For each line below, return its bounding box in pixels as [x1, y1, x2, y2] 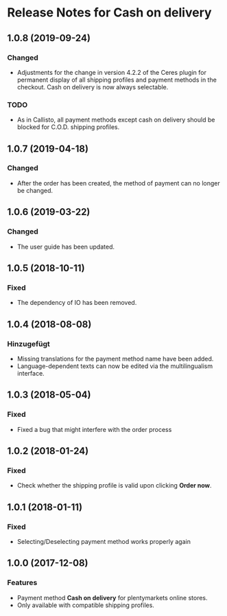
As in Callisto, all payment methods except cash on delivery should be [16, 115, 215, 124]
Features [7, 578, 38, 588]
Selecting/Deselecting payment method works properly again [16, 537, 191, 545]
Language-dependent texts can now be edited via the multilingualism [16, 362, 213, 370]
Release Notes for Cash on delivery [7, 5, 212, 21]
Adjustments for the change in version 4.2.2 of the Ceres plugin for [16, 68, 207, 76]
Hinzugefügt [7, 339, 50, 348]
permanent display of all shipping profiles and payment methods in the [16, 76, 217, 84]
